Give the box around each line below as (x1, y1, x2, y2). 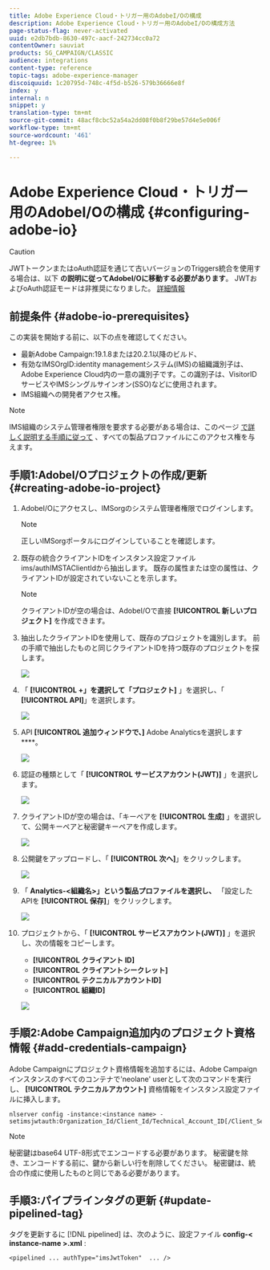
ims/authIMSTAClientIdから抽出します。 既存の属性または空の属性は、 (20, 563, 252, 573)
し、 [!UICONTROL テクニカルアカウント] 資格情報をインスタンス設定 (9, 1084, 240, 1093)
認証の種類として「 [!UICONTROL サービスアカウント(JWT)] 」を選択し (20, 770, 259, 779)
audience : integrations (9, 57, 89, 65)
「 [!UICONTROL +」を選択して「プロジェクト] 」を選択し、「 (20, 685, 225, 695)
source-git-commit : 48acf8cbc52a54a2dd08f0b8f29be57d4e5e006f (9, 116, 221, 125)
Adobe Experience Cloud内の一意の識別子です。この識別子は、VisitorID (20, 370, 257, 379)
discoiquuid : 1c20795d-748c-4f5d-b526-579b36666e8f (9, 79, 185, 87)
